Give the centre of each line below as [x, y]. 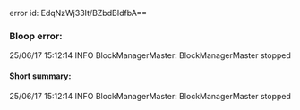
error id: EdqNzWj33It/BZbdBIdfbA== [78, 13]
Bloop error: [36, 36]
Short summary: [40, 76]
